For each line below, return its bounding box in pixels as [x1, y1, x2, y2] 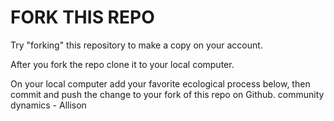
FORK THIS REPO [10, 6, 155, 29]
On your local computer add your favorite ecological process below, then [10, 77, 311, 90]
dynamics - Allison [10, 99, 87, 111]
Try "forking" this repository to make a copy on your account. [10, 39, 263, 51]
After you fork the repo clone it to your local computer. [10, 58, 235, 70]
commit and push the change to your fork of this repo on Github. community [10, 88, 325, 100]
